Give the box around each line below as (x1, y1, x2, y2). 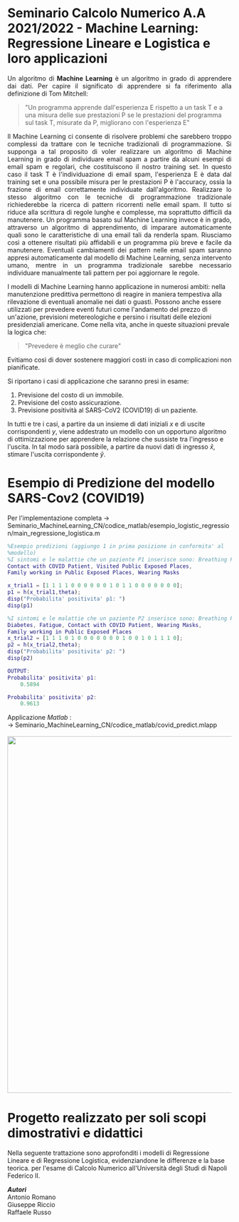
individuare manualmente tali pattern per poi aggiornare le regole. (7, 268, 200, 277)
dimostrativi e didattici (7, 1125, 144, 1141)
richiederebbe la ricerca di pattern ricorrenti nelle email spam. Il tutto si (7, 200, 232, 208)
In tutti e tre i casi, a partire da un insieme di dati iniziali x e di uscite (7, 419, 206, 428)
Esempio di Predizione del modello (7, 475, 216, 492)
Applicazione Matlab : (7, 713, 72, 722)
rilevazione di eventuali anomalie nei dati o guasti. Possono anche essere (7, 297, 222, 306)
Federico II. (7, 1171, 41, 1180)
